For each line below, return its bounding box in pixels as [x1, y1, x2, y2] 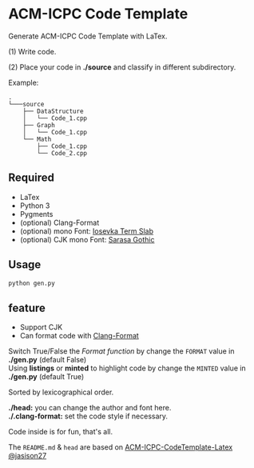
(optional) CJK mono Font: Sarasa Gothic [19, 234, 155, 244]
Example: [8, 78, 39, 87]
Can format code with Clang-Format [19, 331, 140, 341]
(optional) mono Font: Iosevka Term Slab [19, 226, 154, 236]
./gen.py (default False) [8, 355, 87, 365]
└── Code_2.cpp [37, 149, 88, 157]
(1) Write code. [8, 46, 57, 56]
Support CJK [19, 322, 63, 332]
